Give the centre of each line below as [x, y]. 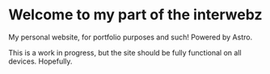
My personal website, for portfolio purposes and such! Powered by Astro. [131, 37]
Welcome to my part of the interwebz [135, 15]
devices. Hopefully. [40, 61]
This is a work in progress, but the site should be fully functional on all [125, 52]
